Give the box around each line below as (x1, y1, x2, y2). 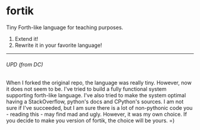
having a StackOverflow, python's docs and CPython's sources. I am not (6, 98, 184, 105)
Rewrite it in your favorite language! (14, 42, 102, 49)
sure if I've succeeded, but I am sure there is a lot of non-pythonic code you (6, 104, 193, 112)
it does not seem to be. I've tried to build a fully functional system (6, 85, 167, 93)
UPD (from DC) (6, 61, 43, 68)
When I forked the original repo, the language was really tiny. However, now (6, 79, 192, 87)
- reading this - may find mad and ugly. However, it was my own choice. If (6, 111, 187, 118)
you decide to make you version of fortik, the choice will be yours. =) (6, 117, 175, 124)
